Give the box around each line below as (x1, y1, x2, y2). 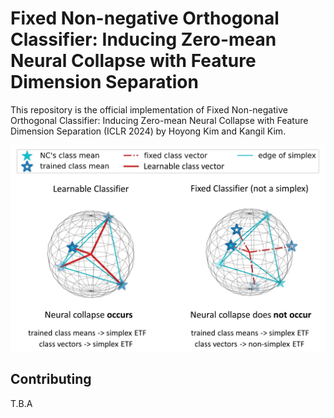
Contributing (10, 371, 92, 388)
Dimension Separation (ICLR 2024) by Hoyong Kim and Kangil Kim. (10, 125, 287, 137)
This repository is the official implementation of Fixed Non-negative (10, 103, 288, 116)
